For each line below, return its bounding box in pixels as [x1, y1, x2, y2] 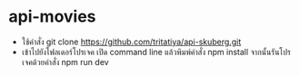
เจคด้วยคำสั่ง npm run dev [21, 56, 110, 67]
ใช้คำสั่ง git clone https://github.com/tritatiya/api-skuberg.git [21, 36, 242, 47]
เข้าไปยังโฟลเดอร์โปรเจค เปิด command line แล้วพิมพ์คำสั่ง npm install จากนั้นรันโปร [21, 46, 292, 57]
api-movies [8, 6, 96, 27]
